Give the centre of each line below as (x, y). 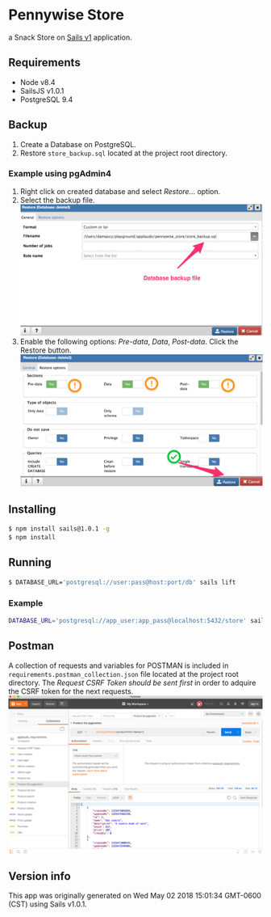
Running (30, 562)
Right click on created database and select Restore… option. (120, 191)
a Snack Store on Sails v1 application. (71, 37)
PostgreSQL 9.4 (46, 99)
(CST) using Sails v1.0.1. (48, 904)
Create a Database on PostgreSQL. (78, 144)
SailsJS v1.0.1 (42, 91)
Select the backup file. (57, 200)
